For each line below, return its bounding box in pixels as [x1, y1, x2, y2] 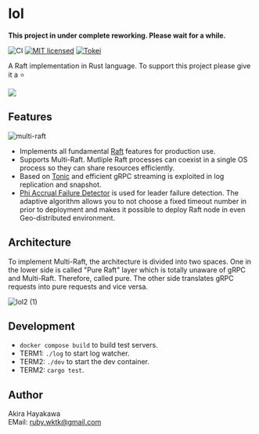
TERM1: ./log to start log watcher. [19, 348, 130, 358]
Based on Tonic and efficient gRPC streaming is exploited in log [19, 171, 225, 181]
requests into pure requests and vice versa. [8, 282, 149, 291]
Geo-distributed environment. [19, 213, 116, 222]
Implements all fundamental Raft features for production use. [19, 146, 216, 155]
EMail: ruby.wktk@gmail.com [8, 418, 102, 427]
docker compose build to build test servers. [19, 341, 158, 350]
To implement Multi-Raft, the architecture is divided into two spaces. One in [8, 257, 252, 266]
